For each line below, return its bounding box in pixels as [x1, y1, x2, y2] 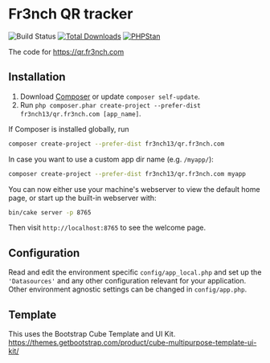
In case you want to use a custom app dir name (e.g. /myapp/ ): [8, 154, 215, 164]
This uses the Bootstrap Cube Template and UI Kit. [8, 329, 176, 338]
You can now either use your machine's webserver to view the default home [8, 184, 260, 194]
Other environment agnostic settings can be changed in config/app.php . [8, 284, 247, 294]
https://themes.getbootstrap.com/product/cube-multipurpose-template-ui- [8, 338, 257, 347]
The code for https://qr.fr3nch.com [8, 47, 125, 56]
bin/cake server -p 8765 [8, 208, 92, 217]
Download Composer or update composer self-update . [19, 92, 201, 101]
